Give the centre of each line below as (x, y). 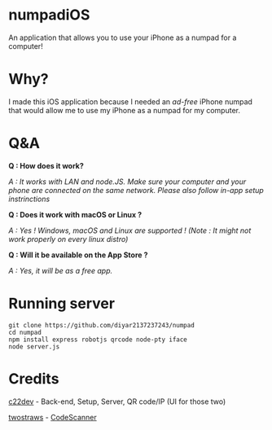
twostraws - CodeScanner (53, 417)
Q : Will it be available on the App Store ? (78, 255)
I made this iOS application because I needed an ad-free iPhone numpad (130, 101)
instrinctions (29, 199)
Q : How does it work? (46, 165)
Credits (34, 378)
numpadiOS (49, 15)
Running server (62, 304)
